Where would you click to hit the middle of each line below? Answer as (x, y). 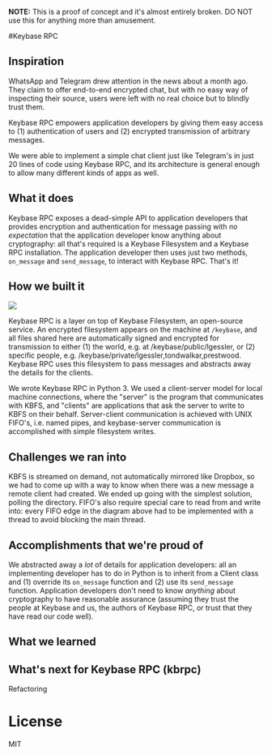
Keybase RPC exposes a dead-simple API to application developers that (128, 217)
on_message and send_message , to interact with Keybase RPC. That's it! (123, 261)
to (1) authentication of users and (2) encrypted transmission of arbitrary (130, 131)
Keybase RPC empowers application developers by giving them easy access (136, 122)
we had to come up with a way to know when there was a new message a (131, 485)
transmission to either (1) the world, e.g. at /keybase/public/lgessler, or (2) (132, 347)
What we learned (52, 642)
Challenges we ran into (68, 457)
